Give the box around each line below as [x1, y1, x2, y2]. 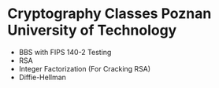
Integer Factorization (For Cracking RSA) [18, 64, 151, 73]
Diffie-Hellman [18, 72, 66, 82]
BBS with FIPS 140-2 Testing [18, 47, 112, 57]
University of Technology [7, 21, 177, 39]
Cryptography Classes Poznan [7, 5, 212, 23]
